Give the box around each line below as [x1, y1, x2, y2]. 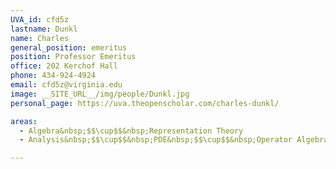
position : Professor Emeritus [10, 52, 137, 62]
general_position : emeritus [10, 42, 128, 53]
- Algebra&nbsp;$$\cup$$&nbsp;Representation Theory [19, 126, 244, 136]
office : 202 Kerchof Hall [10, 61, 118, 71]
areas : [10, 116, 38, 126]
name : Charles [10, 33, 70, 43]
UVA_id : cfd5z [10, 14, 70, 25]
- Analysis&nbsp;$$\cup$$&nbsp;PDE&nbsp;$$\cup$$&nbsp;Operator [19, 135, 293, 145]
